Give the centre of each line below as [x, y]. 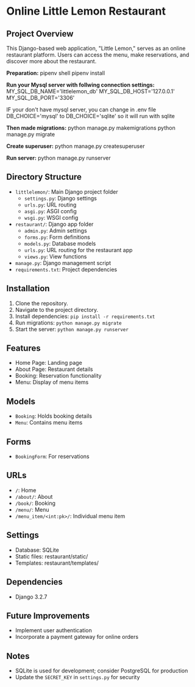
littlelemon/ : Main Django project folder [66, 192]
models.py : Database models [60, 243]
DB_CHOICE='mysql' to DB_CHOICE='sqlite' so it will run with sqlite [90, 116]
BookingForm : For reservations [52, 456]
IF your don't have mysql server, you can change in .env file [81, 110]
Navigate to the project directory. [57, 309]
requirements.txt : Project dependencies [66, 269]
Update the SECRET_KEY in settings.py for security [77, 677]
